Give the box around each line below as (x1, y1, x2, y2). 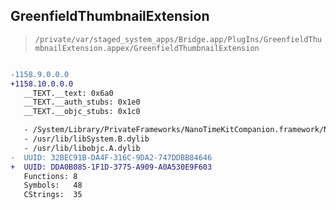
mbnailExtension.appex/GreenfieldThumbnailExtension (34, 43, 260, 53)
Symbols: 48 (23, 180, 83, 191)
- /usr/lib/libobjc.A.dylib (23, 143, 141, 153)
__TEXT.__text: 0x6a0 (23, 88, 114, 98)
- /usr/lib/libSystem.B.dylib (23, 134, 150, 144)
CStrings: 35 (23, 190, 83, 200)
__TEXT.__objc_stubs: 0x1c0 (23, 107, 141, 117)
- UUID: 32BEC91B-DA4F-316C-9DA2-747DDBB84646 (10, 152, 213, 163)
